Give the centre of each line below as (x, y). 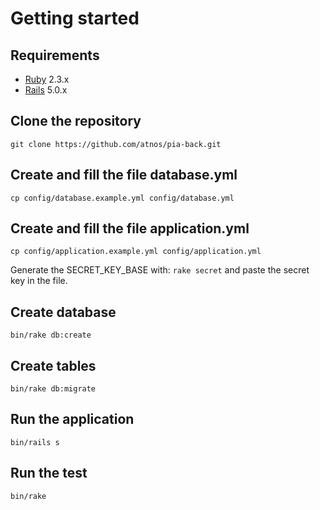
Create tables (53, 365)
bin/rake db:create (51, 335)
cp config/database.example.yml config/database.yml (122, 198)
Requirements (55, 55)
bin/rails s (35, 442)
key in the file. (39, 281)
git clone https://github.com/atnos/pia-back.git (116, 144)
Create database (63, 312)
